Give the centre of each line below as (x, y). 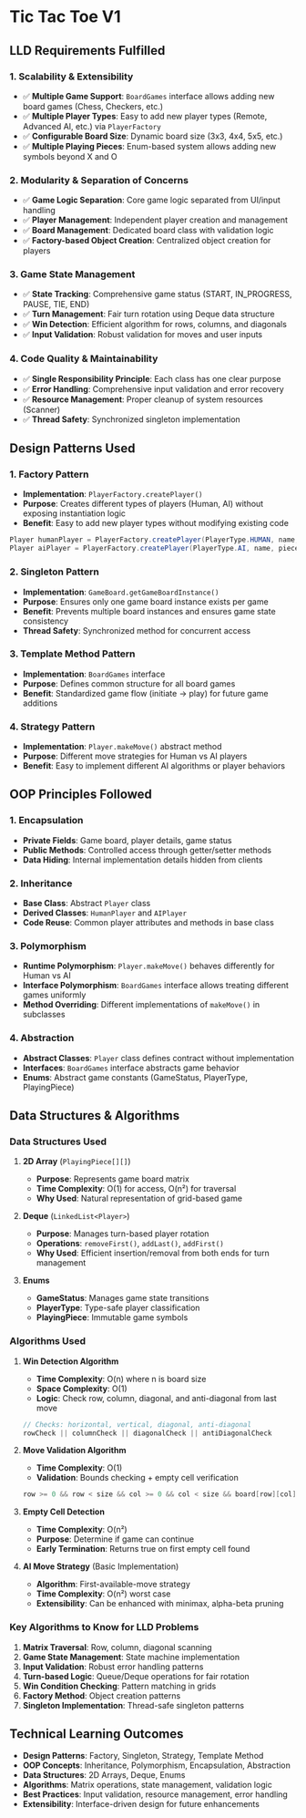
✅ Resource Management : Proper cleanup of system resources (143, 399)
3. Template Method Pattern (72, 654)
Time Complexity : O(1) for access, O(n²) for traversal (136, 1189)
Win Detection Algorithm (71, 1361)
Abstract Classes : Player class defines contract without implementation (158, 1058)
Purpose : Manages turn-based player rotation (122, 1234)
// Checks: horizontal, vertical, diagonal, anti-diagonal (137, 1424)
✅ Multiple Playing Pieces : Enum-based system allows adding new (149, 146)
